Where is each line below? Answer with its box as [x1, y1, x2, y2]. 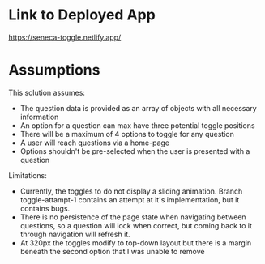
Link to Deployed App [8, 6, 156, 24]
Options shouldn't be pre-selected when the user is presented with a [19, 146, 250, 155]
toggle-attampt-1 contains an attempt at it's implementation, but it [19, 194, 240, 204]
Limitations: [8, 170, 47, 180]
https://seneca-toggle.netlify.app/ [8, 32, 122, 42]
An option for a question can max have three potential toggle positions [19, 120, 255, 130]
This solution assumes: [8, 87, 85, 97]
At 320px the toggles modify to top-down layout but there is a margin [19, 237, 252, 248]
